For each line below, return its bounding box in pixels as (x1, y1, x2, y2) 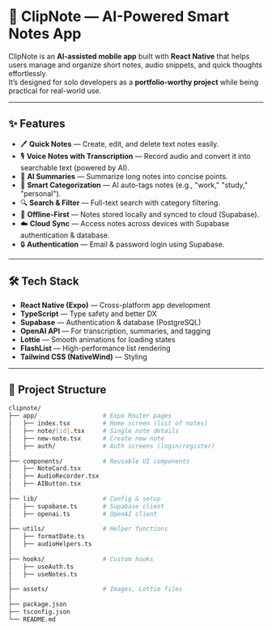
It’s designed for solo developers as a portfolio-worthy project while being (8, 77, 259, 87)
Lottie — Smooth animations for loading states (19, 334, 176, 344)
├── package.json (8, 600, 67, 609)
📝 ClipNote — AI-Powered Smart (8, 7, 229, 26)
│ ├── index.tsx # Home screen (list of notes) (8, 419, 208, 428)
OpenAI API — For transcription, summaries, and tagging (19, 326, 211, 336)
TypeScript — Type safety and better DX (19, 308, 158, 319)
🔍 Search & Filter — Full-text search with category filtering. (19, 198, 221, 208)
